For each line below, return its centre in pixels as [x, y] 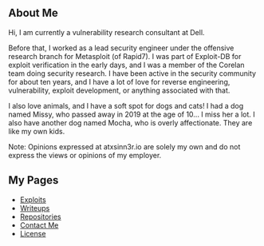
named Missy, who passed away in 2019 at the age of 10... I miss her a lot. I [132, 114]
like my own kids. [37, 131]
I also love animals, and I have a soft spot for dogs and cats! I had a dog [126, 105]
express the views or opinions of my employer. [85, 155]
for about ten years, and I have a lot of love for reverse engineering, [119, 81]
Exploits [33, 200]
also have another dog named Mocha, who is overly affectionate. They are [130, 122]
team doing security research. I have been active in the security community [132, 73]
